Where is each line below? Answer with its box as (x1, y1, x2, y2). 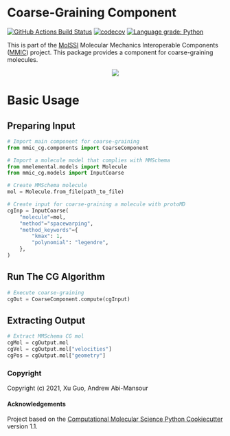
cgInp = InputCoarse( (7, 207, 69, 214)
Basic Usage (7, 93, 80, 108)
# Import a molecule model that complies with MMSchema (7, 157, 170, 164)
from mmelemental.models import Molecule (7, 163, 128, 170)
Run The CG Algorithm (7, 271, 105, 283)
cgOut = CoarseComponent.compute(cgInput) (7, 296, 130, 303)
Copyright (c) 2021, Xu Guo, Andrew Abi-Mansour (7, 384, 149, 393)
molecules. (7, 55, 38, 63)
